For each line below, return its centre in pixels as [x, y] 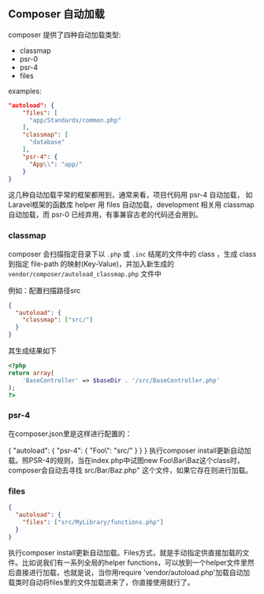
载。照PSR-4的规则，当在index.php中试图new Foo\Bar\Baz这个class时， [126, 460]
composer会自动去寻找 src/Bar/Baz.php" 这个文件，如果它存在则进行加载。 [130, 470]
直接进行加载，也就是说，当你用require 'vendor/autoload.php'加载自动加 [132, 573]
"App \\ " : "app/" [56, 164]
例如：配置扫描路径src [45, 290]
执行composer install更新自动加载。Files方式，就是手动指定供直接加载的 [125, 553]
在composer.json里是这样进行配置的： [70, 434]
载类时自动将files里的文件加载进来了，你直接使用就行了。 [101, 582]
